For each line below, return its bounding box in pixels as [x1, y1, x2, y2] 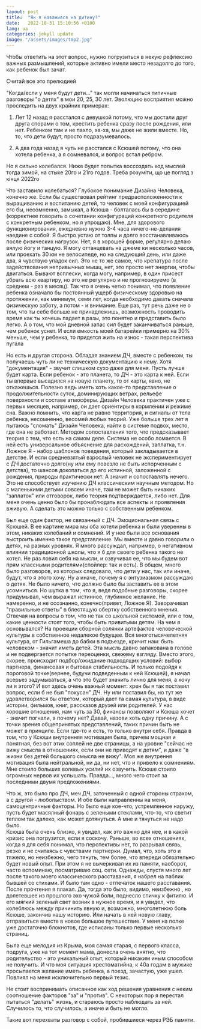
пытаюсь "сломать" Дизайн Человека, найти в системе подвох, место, [6, 422, 190, 429]
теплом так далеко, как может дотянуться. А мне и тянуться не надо [6, 815, 184, 822]
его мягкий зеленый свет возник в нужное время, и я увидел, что [6, 899, 175, 905]
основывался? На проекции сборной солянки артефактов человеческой [6, 625, 193, 632]
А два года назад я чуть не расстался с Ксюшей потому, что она [14, 145, 181, 151]
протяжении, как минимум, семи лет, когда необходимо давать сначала [6, 296, 193, 302]
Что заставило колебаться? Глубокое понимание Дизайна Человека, [6, 187, 184, 194]
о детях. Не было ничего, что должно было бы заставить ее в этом [6, 580, 178, 587]
